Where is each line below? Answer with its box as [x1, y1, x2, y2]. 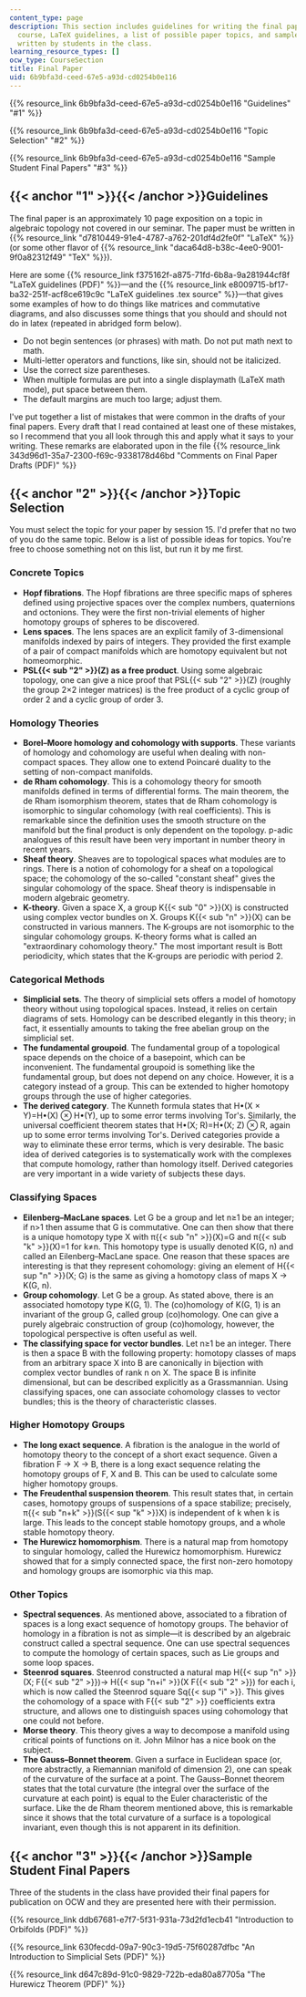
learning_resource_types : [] [9, 47, 120, 57]
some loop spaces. [22, 1657, 95, 1669]
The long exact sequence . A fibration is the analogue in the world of [22, 1439, 280, 1450]
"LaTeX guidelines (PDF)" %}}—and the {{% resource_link [9, 279, 228, 290]
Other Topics [9, 1588, 68, 1600]
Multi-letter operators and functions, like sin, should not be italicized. [22, 355, 281, 366]
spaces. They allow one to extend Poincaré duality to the [57, 756, 271, 767]
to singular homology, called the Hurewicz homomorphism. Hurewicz [22, 1546, 282, 1557]
